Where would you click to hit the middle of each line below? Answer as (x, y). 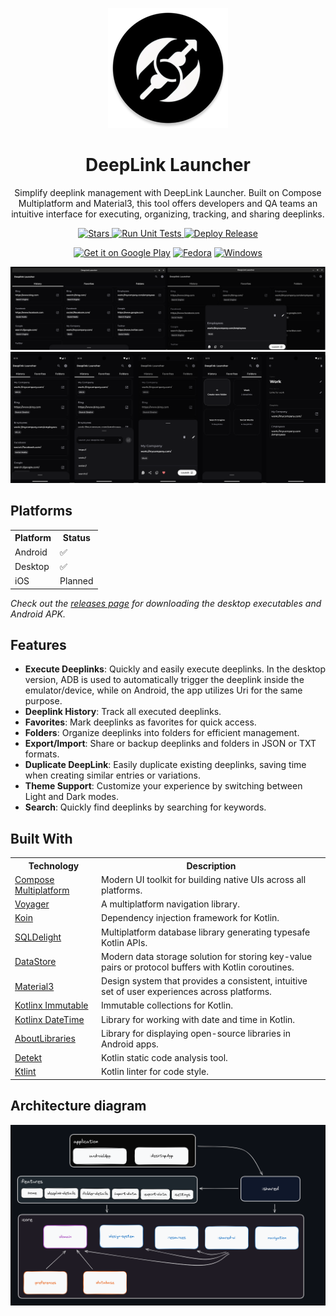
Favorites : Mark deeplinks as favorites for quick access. (140, 722)
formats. (42, 754)
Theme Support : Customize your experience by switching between (163, 786)
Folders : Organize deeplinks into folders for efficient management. (162, 733)
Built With (41, 838)
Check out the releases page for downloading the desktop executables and (166, 603)
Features (38, 644)
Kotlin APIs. (124, 942)
